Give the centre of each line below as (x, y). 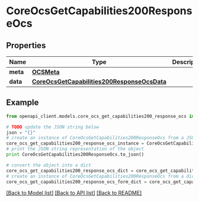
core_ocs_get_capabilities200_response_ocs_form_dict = (76, 182)
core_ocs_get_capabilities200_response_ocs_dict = (70, 171)
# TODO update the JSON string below (53, 127)
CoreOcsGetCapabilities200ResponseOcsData (99, 81)
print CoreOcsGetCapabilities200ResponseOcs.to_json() (75, 155)
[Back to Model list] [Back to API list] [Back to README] (74, 193)
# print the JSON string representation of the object (75, 149)
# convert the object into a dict (49, 165)
